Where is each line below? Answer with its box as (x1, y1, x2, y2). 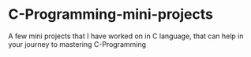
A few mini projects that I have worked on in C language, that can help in (8, 31, 244, 41)
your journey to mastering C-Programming (8, 39, 147, 48)
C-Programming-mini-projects (8, 5, 213, 23)
